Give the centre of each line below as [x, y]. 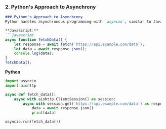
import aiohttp [21, 85]
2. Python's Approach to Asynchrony [51, 7]
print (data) [44, 113]
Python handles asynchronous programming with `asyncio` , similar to [78, 22]
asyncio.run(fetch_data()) [33, 122]
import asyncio [21, 81]
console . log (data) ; [34, 53]
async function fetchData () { [36, 40]
